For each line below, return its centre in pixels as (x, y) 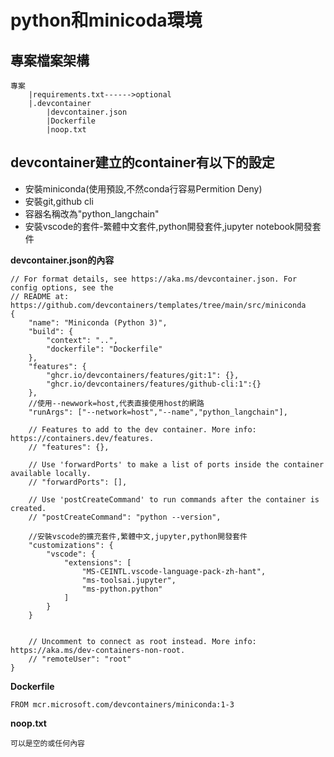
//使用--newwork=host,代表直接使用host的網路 (116, 403)
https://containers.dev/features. (82, 438)
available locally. (51, 473)
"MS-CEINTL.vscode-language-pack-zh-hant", (174, 571)
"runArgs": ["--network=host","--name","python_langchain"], (158, 412)
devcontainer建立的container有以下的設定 (142, 162)
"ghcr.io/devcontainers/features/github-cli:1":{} (154, 384)
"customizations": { (71, 545)
